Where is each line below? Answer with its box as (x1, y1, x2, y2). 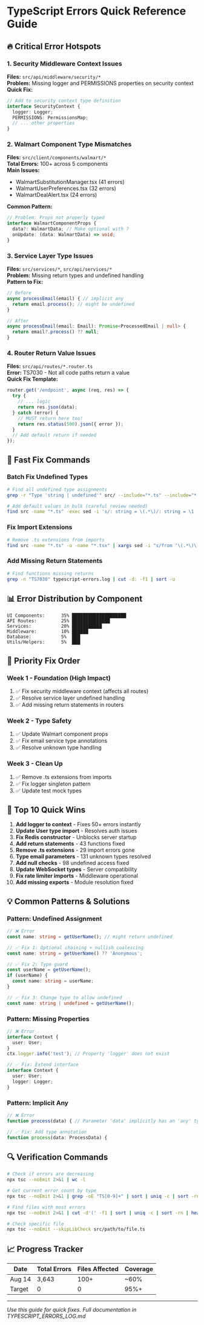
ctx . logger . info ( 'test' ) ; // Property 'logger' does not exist (7, 1051, 170, 1057)
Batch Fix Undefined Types (7, 473, 88, 481)
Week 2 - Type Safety (7, 716, 72, 725)
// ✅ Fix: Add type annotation (7, 1129, 87, 1135)
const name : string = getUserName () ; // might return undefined (7, 933, 173, 939)
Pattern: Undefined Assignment (7, 914, 102, 922)
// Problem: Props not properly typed (7, 215, 105, 221)
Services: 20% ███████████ (7, 623, 102, 630)
